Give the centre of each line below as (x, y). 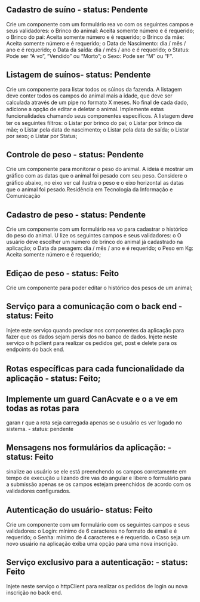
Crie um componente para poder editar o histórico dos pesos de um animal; (99, 288)
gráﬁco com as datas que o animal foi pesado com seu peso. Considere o (97, 176)
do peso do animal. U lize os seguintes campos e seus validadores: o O (94, 236)
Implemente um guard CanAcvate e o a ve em (92, 399)
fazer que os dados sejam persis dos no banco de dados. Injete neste (92, 337)
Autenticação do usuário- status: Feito (80, 510)
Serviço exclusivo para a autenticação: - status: (97, 562)
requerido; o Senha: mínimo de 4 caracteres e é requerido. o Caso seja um (98, 537)
